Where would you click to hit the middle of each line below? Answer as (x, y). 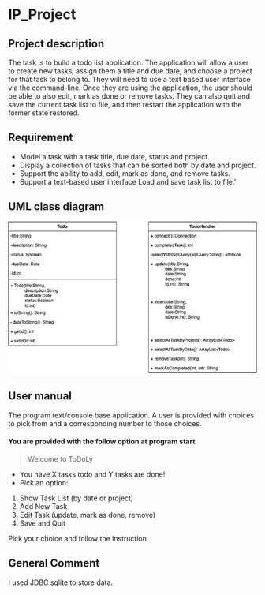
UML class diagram (56, 207)
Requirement (41, 138)
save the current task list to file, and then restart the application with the (125, 105)
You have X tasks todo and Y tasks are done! (92, 474)
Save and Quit (42, 523)
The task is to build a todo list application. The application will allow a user (129, 62)
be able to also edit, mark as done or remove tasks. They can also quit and (129, 96)
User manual (40, 396)
